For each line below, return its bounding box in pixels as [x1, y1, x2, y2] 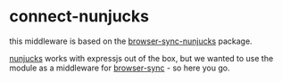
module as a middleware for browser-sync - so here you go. [9, 62, 230, 73]
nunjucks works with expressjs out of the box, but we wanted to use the [9, 53, 274, 63]
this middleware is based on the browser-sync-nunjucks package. [9, 36, 253, 46]
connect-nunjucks [9, 6, 150, 27]
